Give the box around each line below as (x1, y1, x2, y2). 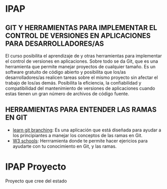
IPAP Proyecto (5, 161, 66, 172)
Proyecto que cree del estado (5, 178, 67, 184)
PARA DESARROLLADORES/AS (5, 39, 104, 48)
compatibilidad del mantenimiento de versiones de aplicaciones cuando (5, 85, 155, 91)
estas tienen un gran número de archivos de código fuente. (5, 91, 129, 97)
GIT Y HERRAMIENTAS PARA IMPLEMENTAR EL (5, 23, 157, 32)
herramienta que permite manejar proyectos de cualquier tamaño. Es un (5, 64, 156, 69)
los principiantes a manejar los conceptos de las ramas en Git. (12, 132, 143, 138)
